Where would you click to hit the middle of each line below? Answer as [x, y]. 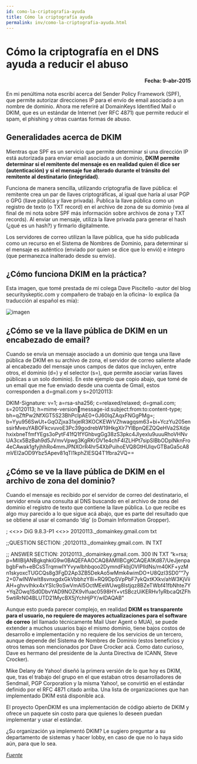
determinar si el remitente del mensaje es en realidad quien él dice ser [93, 164]
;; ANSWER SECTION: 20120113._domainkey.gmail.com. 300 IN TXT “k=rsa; [97, 554]
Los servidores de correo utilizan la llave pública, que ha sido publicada [93, 237]
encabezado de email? [48, 340]
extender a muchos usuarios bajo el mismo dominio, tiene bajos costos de [96, 628]
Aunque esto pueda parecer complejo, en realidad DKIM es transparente [94, 609]
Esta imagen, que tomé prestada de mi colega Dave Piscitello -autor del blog [98, 288]
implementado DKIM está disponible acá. [56, 696]
